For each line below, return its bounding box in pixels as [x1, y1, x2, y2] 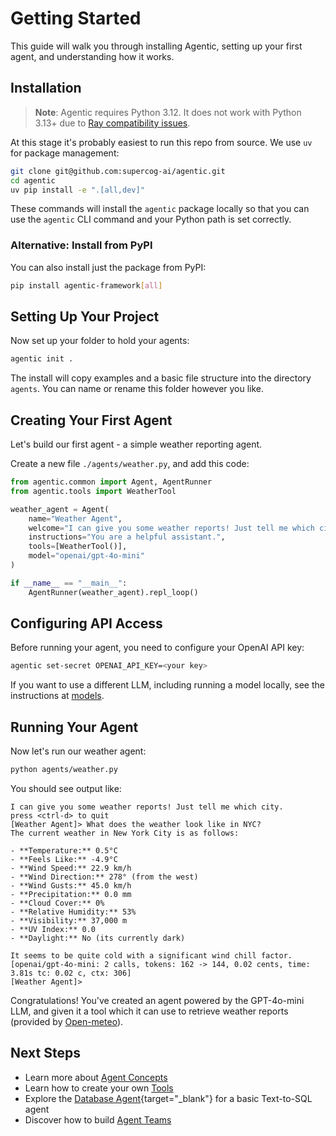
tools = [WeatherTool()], [28, 542, 128, 552]
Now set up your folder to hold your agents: [10, 335, 190, 347]
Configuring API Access [10, 615, 163, 632]
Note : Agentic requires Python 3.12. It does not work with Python [34, 106, 302, 118]
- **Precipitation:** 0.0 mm [10, 890, 132, 900]
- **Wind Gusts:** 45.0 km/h [10, 881, 132, 891]
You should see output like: [10, 783, 122, 795]
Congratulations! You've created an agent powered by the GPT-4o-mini [10, 995, 305, 1007]
